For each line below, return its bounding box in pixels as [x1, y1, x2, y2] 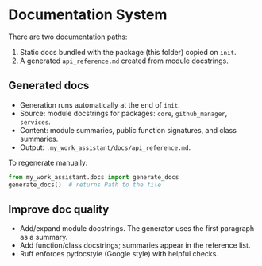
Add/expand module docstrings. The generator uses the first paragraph [19, 224, 255, 233]
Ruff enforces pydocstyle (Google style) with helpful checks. [19, 249, 218, 259]
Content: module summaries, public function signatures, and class [19, 125, 237, 135]
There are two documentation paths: [8, 32, 128, 41]
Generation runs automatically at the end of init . [19, 100, 180, 109]
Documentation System [8, 6, 168, 24]
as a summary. [19, 233, 68, 242]
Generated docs [8, 79, 90, 92]
